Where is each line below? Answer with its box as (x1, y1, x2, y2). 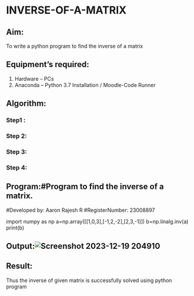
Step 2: (6, 132, 28, 140)
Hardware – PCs (14, 75, 54, 82)
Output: (6, 241, 35, 251)
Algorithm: (6, 98, 46, 109)
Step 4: (6, 163, 28, 171)
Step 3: (6, 148, 28, 156)
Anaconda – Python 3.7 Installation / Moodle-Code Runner (14, 81, 156, 88)
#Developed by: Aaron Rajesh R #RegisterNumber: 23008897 (6, 207, 155, 214)
